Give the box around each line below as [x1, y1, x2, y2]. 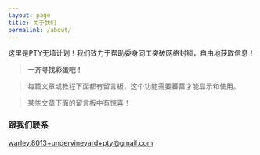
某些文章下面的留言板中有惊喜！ [27, 99, 131, 108]
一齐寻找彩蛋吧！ [27, 65, 83, 74]
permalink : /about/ [8, 26, 72, 34]
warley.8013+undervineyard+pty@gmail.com [8, 138, 153, 147]
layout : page [8, 11, 51, 20]
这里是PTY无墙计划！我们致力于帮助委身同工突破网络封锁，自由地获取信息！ [8, 49, 255, 58]
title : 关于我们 [8, 19, 56, 27]
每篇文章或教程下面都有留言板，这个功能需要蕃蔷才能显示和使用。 [27, 81, 240, 91]
